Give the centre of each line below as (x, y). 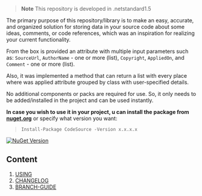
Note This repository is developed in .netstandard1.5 (86, 9)
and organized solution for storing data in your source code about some (96, 27)
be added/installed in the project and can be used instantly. (80, 100)
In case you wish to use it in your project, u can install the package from (98, 112)
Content (22, 160)
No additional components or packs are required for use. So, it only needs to (101, 94)
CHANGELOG (32, 180)
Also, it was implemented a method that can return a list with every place (97, 76)
